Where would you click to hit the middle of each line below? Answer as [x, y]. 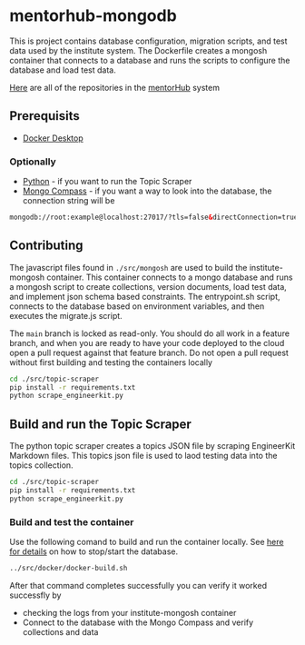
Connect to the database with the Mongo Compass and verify [138, 622]
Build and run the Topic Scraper [101, 424]
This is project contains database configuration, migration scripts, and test [148, 41]
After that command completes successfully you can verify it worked [138, 585]
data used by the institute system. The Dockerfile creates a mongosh [138, 50]
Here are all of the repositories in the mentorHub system [115, 87]
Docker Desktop [53, 138]
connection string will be [69, 201]
